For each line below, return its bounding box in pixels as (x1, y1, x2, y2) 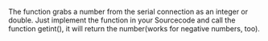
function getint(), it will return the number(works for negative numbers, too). (8, 24, 260, 33)
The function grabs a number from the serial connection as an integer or (8, 7, 249, 16)
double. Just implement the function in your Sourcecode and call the (8, 15, 236, 25)
